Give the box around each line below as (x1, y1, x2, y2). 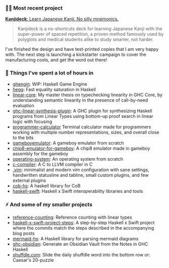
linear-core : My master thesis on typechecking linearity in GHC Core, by (12, 92, 163, 98)
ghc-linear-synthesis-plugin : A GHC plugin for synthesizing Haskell (12, 108, 152, 114)
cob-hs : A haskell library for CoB (12, 182, 81, 188)
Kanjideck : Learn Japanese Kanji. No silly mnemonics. (5, 16, 119, 22)
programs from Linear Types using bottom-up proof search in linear (12, 113, 154, 119)
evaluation (12, 102, 34, 108)
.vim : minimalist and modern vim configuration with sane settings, (12, 166, 150, 173)
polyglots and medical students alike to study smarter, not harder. (17, 36, 154, 42)
